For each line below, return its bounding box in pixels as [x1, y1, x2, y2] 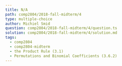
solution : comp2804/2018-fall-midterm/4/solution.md [5, 30, 117, 35]
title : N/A [5, 7, 28, 12]
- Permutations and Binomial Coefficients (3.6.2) [9, 53, 117, 59]
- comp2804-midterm [9, 44, 50, 49]
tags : [5, 35, 16, 40]
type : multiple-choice [5, 16, 52, 21]
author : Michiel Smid [5, 21, 50, 26]
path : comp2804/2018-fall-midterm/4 [5, 12, 81, 17]
